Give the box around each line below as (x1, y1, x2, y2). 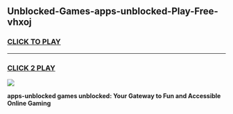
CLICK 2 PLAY (7, 63, 55, 73)
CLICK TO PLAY (7, 37, 61, 47)
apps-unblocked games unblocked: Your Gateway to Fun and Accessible (7, 91, 221, 99)
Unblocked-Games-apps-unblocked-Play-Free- (7, 6, 218, 17)
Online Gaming (7, 99, 51, 107)
